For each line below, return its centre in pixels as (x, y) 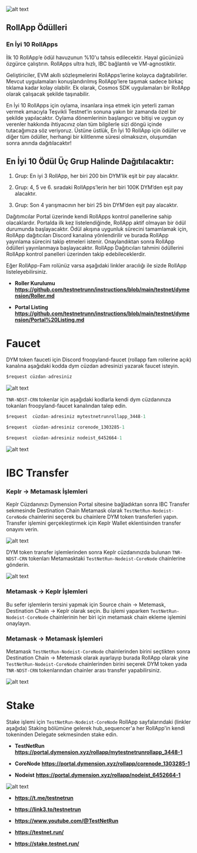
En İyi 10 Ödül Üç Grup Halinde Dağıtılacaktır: (90, 161)
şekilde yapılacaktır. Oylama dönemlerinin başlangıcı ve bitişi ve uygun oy (95, 117)
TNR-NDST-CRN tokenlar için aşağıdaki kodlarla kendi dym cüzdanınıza (89, 400)
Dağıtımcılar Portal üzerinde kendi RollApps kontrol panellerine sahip (89, 216)
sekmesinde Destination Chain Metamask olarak (64, 511)
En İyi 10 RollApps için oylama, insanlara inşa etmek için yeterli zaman (90, 105)
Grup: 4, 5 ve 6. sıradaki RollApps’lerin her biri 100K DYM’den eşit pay (99, 187)
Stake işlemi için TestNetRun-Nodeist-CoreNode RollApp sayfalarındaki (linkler (98, 722)
